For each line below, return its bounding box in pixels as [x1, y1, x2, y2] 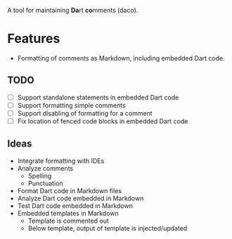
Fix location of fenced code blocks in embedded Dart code [17, 116, 188, 125]
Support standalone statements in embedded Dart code [17, 93, 179, 102]
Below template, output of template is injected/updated [27, 223, 188, 232]
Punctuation [27, 179, 63, 188]
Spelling [27, 171, 52, 180]
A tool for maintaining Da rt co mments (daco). [7, 6, 138, 14]
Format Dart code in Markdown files [17, 186, 122, 195]
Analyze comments [17, 164, 74, 172]
